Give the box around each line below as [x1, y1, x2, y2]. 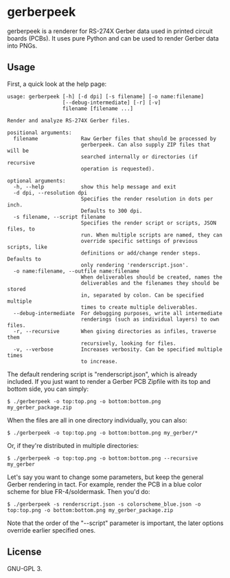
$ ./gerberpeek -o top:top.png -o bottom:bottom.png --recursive [7, 455, 198, 462]
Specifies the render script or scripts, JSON [80, 220, 216, 226]
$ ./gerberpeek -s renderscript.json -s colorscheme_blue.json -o [7, 500, 201, 508]
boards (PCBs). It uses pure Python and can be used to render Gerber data [7, 34, 219, 42]
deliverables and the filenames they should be [80, 279, 220, 286]
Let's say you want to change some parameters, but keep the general [7, 473, 204, 481]
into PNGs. [7, 41, 38, 50]
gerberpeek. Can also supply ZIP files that [80, 141, 211, 148]
